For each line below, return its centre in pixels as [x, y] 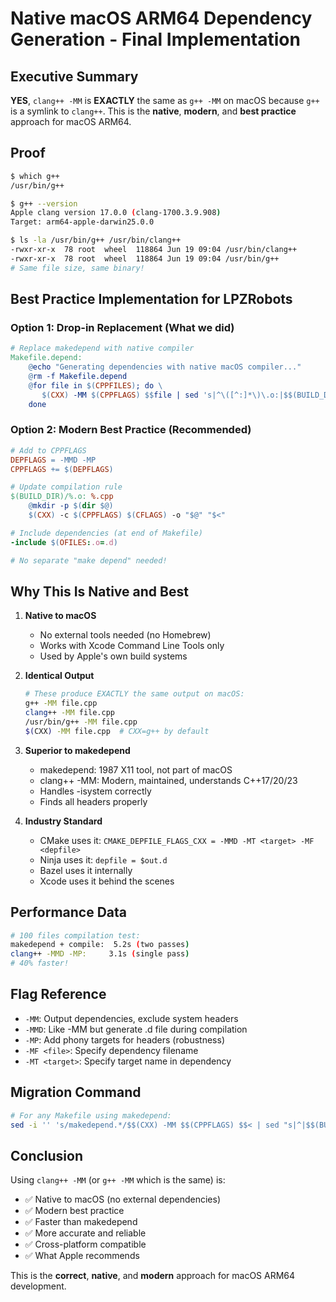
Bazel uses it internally [86, 870]
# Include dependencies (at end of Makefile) [106, 533]
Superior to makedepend [77, 750]
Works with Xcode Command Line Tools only [132, 646]
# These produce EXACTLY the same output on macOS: [134, 694]
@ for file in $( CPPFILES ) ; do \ [95, 385]
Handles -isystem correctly [95, 791]
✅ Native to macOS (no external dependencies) [122, 1199]
